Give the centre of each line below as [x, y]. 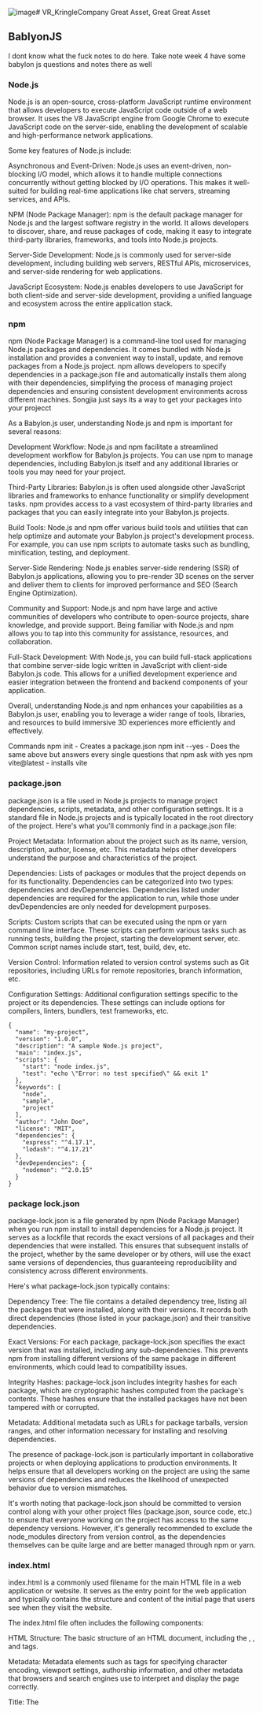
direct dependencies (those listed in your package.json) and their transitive [130, 1318]
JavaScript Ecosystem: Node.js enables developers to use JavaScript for [126, 287]
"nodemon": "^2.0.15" [57, 1170]
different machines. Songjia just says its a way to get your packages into [125, 400]
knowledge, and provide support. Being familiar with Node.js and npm [121, 625]
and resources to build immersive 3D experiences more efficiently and [122, 723]
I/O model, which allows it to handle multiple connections [130, 174]
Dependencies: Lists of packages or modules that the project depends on [127, 873]
